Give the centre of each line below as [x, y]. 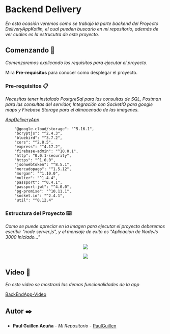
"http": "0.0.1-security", [43, 156]
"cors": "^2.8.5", [34, 143]
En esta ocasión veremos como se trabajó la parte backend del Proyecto [82, 23]
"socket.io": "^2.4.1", [40, 196]
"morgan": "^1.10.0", [37, 174]
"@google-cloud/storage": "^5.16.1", [54, 129]
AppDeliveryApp [22, 120]
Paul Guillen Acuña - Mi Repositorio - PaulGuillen [64, 326]
